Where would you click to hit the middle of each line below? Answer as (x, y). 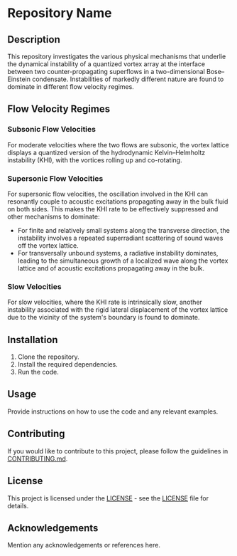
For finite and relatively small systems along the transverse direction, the (124, 230)
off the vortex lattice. (48, 245)
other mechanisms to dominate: (54, 216)
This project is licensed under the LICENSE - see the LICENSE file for (108, 498)
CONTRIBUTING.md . (38, 458)
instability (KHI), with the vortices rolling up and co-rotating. (95, 160)
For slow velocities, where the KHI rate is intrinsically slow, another (105, 302)
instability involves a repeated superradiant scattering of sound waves (120, 238)
